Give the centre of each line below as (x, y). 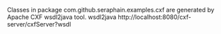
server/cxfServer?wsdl (39, 24)
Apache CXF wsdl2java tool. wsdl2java (62, 17)
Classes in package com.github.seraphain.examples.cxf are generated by (111, 10)
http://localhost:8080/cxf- (155, 17)
